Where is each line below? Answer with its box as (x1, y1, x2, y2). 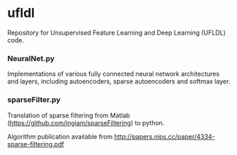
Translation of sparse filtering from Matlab (7, 111, 131, 120)
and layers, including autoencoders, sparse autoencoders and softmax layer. (7, 77, 231, 86)
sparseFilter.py (7, 95, 61, 105)
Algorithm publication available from (7, 132, 113, 141)
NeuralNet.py (7, 53, 55, 63)
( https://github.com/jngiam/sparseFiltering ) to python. (7, 118, 165, 127)
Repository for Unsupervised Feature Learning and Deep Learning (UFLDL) (7, 28, 226, 37)
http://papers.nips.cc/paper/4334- (114, 132, 216, 141)
